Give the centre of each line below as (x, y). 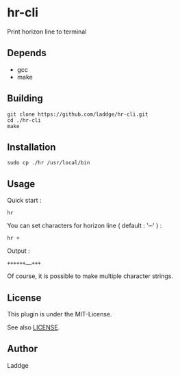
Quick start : (24, 201)
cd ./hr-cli (24, 120)
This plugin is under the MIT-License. (60, 314)
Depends (27, 53)
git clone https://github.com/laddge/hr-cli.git (78, 114)
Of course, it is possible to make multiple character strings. (90, 276)
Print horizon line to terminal (47, 32)
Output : (18, 251)
